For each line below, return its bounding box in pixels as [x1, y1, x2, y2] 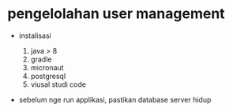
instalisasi [18, 31, 52, 40]
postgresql [30, 71, 66, 80]
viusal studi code [30, 80, 86, 89]
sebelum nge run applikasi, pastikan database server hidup [18, 95, 212, 104]
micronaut [30, 62, 64, 72]
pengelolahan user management [7, 5, 226, 23]
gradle [30, 54, 52, 64]
